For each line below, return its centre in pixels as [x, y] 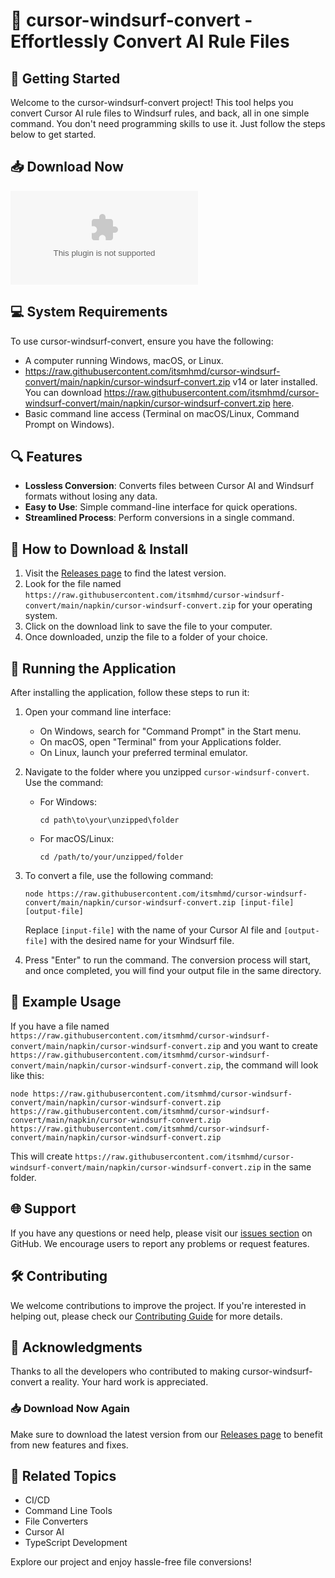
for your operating [275, 605]
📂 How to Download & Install [99, 549]
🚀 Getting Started [65, 78]
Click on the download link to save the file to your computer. [148, 626]
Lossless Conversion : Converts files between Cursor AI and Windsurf [169, 486]
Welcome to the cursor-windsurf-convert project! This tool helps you [152, 102]
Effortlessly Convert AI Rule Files [150, 41]
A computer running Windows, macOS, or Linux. [124, 360]
